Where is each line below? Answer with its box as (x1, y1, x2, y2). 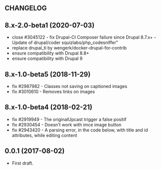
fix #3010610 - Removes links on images (11, 88, 95, 94)
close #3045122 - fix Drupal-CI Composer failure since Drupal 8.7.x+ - (11, 34, 157, 40)
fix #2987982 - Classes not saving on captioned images (11, 83, 128, 89)
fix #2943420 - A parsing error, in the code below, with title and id (11, 127, 148, 133)
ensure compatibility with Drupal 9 (11, 55, 83, 61)
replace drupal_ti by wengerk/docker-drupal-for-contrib (11, 45, 127, 51)
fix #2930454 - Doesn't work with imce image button (11, 121, 122, 127)
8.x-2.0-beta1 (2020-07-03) (4, 21, 95, 29)
